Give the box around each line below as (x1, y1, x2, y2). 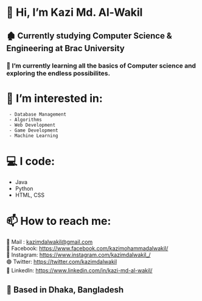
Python (15, 185, 33, 193)
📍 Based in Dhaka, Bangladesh (6, 285, 124, 295)
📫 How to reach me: (6, 214, 111, 228)
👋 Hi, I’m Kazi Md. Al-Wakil (6, 5, 143, 19)
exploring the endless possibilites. (6, 69, 111, 77)
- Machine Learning (9, 133, 59, 139)
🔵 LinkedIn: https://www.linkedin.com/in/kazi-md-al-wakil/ (6, 267, 153, 274)
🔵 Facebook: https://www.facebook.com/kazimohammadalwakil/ (6, 245, 169, 252)
